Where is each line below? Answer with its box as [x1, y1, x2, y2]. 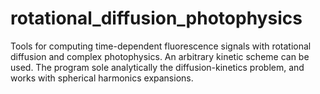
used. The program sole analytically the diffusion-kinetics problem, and [10, 61, 305, 73]
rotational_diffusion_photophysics [10, 7, 303, 30]
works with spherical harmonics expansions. [10, 72, 194, 84]
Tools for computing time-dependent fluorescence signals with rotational [10, 40, 312, 52]
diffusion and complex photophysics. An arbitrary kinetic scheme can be [10, 50, 310, 62]
